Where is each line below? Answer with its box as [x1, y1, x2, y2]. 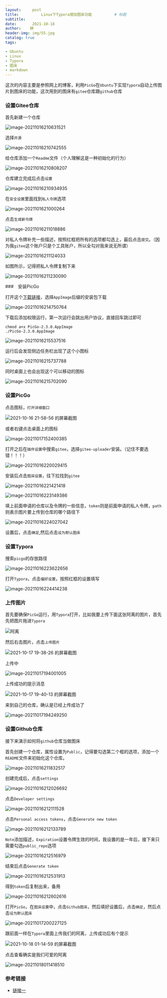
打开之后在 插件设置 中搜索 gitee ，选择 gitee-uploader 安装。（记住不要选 [5, 446, 149, 452]
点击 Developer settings [5, 795, 55, 802]
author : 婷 [5, 26, 34, 31]
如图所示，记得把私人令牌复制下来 [5, 263, 76, 269]
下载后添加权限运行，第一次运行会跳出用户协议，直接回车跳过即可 [5, 314, 141, 321]
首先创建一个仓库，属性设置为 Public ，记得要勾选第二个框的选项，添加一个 [5, 748, 159, 754]
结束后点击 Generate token [5, 863, 59, 869]
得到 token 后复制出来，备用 [5, 883, 61, 889]
